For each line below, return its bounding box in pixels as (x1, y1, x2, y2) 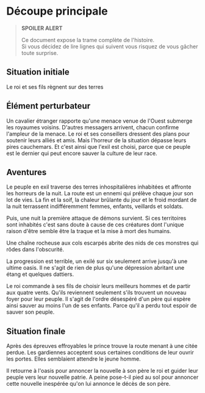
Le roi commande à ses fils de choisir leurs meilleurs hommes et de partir (6, 283, 191, 290)
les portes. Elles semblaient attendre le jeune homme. (6, 355, 142, 362)
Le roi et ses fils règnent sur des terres (6, 83, 104, 90)
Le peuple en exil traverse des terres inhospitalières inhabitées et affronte (6, 183, 192, 190)
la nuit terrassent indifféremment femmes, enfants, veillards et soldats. (6, 203, 184, 210)
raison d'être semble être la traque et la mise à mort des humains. (6, 228, 171, 235)
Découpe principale (6, 4, 108, 18)
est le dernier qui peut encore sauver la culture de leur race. (6, 150, 157, 157)
